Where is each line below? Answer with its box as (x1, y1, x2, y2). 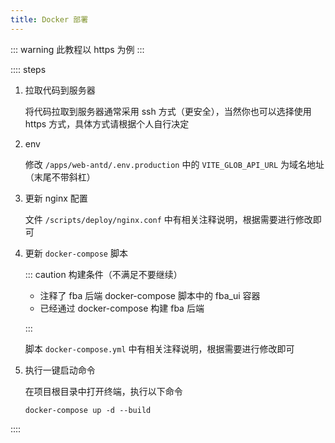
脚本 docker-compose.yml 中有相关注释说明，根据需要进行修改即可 (24, 342, 295, 355)
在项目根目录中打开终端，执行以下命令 (24, 385, 183, 397)
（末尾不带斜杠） (24, 171, 96, 183)
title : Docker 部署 (10, 14, 89, 25)
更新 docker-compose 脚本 (24, 247, 128, 259)
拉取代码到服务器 (24, 84, 96, 96)
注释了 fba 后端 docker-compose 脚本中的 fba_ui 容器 (39, 289, 261, 301)
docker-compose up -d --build (24, 405, 152, 415)
